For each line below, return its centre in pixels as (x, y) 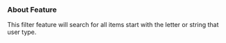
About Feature (32, 10)
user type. (22, 32)
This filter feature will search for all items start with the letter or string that (113, 25)
